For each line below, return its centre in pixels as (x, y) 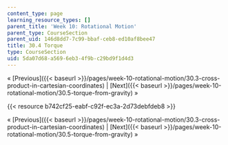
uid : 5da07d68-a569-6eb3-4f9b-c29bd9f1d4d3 (71, 59)
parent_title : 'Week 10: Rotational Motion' (72, 26)
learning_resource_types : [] (49, 20)
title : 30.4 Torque (35, 46)
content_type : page (35, 13)
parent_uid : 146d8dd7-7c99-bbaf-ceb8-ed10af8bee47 (81, 39)
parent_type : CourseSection (48, 33)
